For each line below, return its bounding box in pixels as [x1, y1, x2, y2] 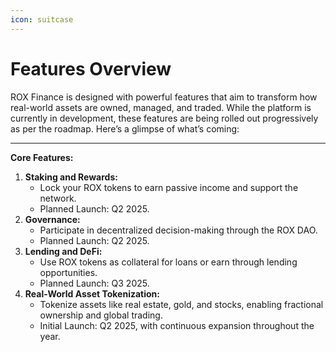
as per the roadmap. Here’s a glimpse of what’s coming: [10, 122, 240, 135]
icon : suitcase [10, 14, 74, 25]
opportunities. [39, 266, 98, 278]
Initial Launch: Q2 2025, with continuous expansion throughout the [39, 319, 315, 331]
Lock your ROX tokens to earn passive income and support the [39, 181, 299, 193]
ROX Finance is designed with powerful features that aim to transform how [10, 91, 318, 103]
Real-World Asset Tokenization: [24, 287, 161, 300]
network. [39, 192, 77, 204]
